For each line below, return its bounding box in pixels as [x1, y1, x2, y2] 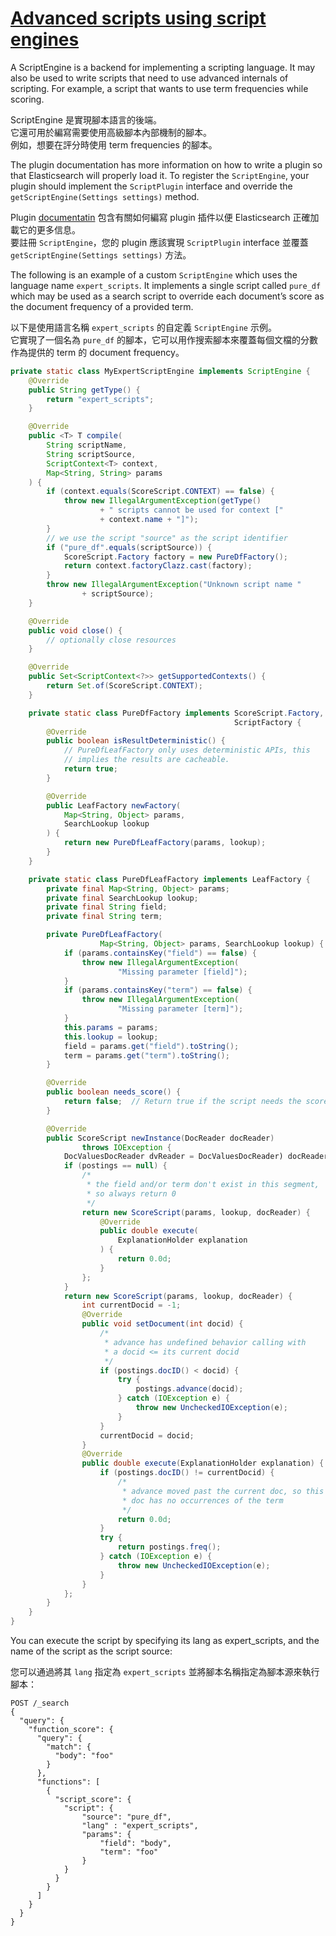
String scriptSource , [46, 449, 137, 459]
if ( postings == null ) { [63, 1161, 168, 1171]
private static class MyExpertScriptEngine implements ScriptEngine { [10, 366, 311, 376]
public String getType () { [28, 385, 141, 395]
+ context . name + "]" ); [99, 515, 199, 525]
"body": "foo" [54, 1751, 114, 1761]
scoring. [10, 93, 45, 105]
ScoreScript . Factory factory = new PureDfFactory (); [63, 552, 288, 562]
